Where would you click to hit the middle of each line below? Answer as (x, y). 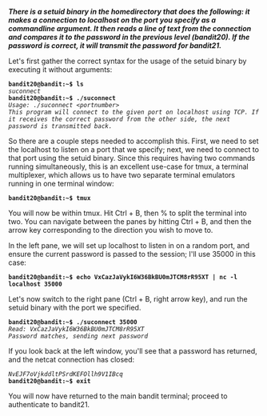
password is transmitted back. (60, 126)
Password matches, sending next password (78, 336)
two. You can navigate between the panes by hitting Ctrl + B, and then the (130, 222)
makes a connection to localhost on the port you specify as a (112, 20)
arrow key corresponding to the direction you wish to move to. (111, 230)
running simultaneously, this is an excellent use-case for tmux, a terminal (129, 166)
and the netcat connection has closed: (72, 360)
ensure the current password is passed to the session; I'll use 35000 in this (132, 254)
